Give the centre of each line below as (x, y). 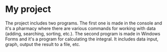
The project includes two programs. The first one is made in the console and (84, 23)
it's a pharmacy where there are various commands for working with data (81, 28)
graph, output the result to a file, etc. (43, 44)
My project (28, 9)
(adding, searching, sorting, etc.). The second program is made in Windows (83, 33)
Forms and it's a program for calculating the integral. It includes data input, (82, 39)
